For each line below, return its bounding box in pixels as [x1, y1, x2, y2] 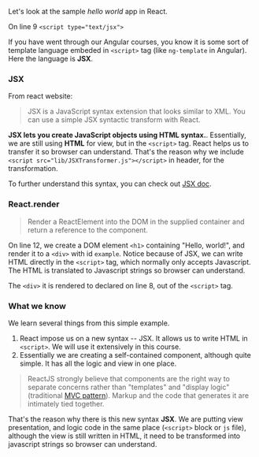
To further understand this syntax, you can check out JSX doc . [8, 179, 212, 188]
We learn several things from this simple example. [8, 318, 170, 328]
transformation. [8, 164, 58, 173]
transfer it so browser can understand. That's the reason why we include [8, 147, 244, 157]
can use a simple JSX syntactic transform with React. [27, 115, 201, 124]
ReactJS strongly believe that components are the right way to [27, 373, 231, 383]
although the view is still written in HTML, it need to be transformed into [8, 431, 241, 440]
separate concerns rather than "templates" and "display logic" [27, 382, 230, 392]
